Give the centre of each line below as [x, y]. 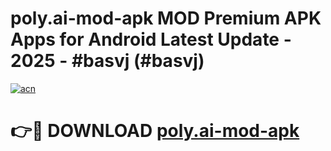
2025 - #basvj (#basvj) [107, 61]
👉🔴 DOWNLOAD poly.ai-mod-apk [155, 131]
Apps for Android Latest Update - [151, 39]
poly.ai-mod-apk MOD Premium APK [166, 18]
